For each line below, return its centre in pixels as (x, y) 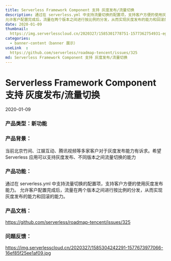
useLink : (17, 48)
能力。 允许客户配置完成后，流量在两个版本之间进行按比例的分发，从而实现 (84, 190)
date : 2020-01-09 (24, 24)
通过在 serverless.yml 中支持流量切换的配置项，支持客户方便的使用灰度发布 (84, 184)
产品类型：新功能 (26, 124)
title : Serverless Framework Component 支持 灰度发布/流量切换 (70, 10)
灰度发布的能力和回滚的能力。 (36, 196)
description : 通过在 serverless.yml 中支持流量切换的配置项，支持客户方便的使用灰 (86, 15)
